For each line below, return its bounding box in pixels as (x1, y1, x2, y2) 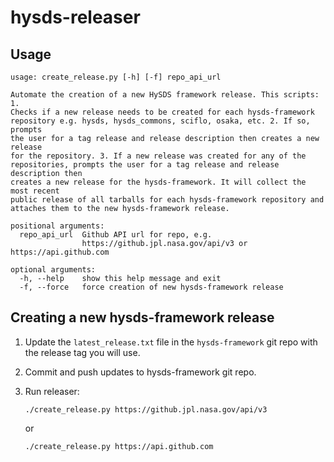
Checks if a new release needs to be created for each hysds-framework (10, 107, 315, 117)
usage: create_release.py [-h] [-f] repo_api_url (10, 72, 222, 82)
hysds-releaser (10, 6, 141, 29)
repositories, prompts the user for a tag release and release (10, 160, 280, 170)
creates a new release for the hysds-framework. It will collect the (10, 177, 307, 187)
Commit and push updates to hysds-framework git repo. (24, 366, 257, 378)
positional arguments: (10, 221, 105, 231)
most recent (10, 186, 60, 196)
